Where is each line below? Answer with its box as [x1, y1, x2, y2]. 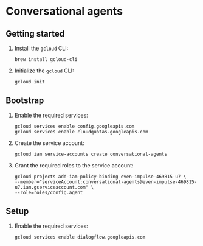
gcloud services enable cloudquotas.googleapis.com [14, 128, 148, 135]
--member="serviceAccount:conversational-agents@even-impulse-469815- [14, 178, 198, 185]
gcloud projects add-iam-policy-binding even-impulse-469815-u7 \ [14, 174, 187, 180]
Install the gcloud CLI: [14, 44, 69, 52]
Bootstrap [5, 96, 44, 106]
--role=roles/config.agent [14, 189, 83, 195]
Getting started [5, 29, 65, 39]
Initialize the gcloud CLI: [14, 67, 74, 74]
